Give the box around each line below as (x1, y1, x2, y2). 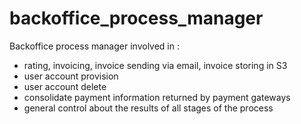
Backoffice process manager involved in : (9, 40, 180, 52)
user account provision (23, 70, 119, 82)
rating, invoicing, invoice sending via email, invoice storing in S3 (23, 59, 288, 71)
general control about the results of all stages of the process (23, 102, 274, 114)
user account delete (23, 80, 107, 92)
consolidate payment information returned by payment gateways (23, 91, 291, 103)
